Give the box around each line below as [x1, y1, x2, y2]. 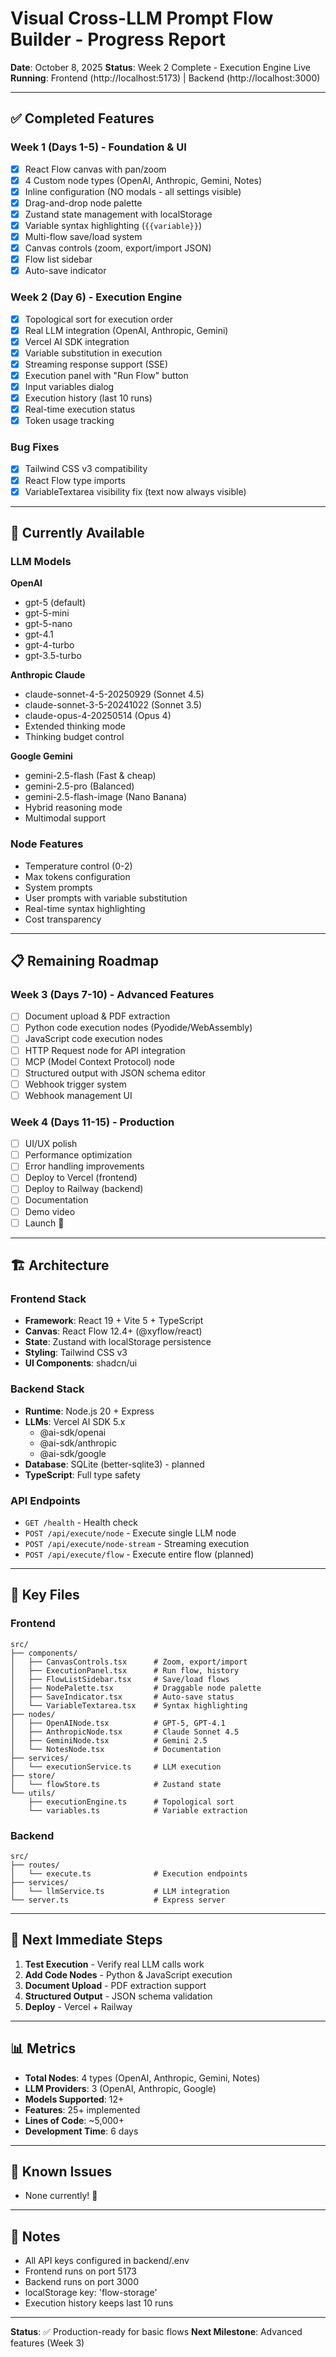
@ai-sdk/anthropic [39, 1437, 117, 1449]
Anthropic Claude [10, 669, 86, 681]
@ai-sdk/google [39, 1447, 107, 1459]
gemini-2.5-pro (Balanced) [24, 780, 135, 792]
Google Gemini [10, 750, 73, 762]
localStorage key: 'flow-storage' [24, 2287, 158, 2299]
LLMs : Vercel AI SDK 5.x [24, 1415, 126, 1427]
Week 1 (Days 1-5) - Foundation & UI [10, 140, 187, 154]
